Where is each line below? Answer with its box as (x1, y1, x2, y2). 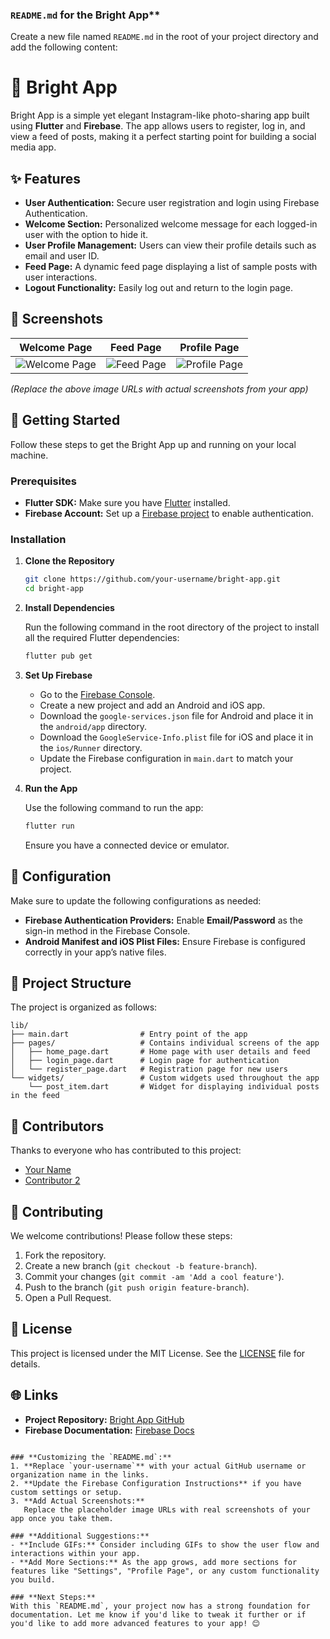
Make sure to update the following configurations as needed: (10, 894, 262, 907)
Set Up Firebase (24, 669, 93, 681)
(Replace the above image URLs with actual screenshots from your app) (10, 383, 309, 395)
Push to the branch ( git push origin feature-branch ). (24, 1281, 250, 1293)
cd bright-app (24, 584, 84, 594)
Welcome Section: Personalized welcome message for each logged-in (24, 218, 318, 230)
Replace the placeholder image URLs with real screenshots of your (23, 1504, 311, 1515)
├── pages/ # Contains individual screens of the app (10, 1038, 320, 1048)
